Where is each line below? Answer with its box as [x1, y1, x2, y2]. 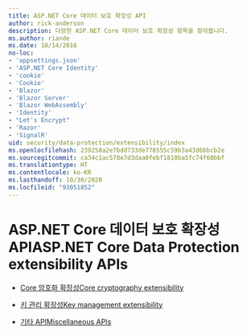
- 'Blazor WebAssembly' [8, 101, 89, 109]
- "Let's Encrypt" [8, 116, 70, 124]
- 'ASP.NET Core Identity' [8, 64, 99, 72]
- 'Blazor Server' [8, 94, 70, 102]
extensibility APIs [8, 255, 129, 273]
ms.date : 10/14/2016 [8, 42, 78, 50]
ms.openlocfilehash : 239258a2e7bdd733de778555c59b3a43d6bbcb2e [8, 146, 225, 154]
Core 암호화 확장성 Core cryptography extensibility [19, 283, 184, 292]
